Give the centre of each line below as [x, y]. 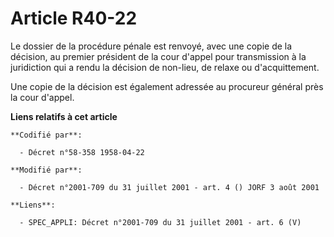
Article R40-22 [74, 18]
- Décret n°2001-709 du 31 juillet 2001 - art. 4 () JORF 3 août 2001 [169, 187]
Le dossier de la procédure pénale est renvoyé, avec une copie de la [151, 46]
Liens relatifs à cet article [64, 116]
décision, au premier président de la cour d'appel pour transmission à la [158, 56]
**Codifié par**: [46, 135]
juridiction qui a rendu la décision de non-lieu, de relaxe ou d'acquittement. [165, 67]
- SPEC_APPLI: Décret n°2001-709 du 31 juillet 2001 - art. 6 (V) [160, 222]
